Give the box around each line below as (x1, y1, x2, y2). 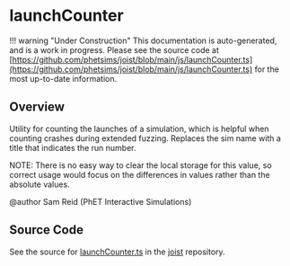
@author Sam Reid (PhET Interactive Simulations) (9, 196, 192, 207)
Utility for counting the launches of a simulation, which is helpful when (9, 123, 269, 134)
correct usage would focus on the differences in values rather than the (9, 169, 271, 180)
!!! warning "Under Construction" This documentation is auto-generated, (9, 35, 277, 46)
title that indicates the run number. (9, 142, 136, 153)
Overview (9, 100, 66, 115)
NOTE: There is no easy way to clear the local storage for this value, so (9, 159, 272, 171)
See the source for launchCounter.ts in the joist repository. (9, 246, 226, 257)
